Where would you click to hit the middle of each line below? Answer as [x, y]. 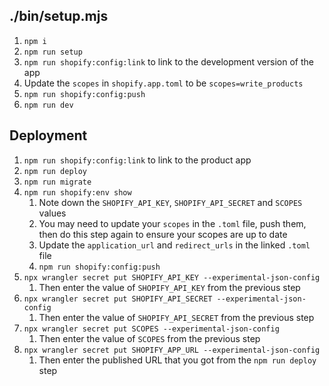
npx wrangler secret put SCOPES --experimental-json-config [151, 329]
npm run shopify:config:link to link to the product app [137, 160]
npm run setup [53, 52]
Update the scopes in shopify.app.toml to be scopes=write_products [163, 83]
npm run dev [48, 105]
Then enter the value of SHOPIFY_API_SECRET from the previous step [176, 317]
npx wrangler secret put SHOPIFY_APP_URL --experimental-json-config [172, 350]
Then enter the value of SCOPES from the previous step [149, 338]
